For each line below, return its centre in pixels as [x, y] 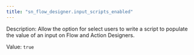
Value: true [20, 47]
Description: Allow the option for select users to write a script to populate [97, 29]
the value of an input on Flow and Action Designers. [70, 35]
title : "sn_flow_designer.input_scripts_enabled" [70, 12]
